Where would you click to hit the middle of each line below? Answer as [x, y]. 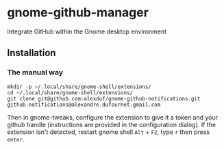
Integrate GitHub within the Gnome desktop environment [87, 31]
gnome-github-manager [78, 13]
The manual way [35, 72]
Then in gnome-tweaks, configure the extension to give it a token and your [112, 117]
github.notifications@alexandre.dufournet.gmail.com [84, 105]
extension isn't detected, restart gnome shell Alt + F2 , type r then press [109, 132]
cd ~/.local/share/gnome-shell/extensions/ [70, 93]
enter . [16, 139]
